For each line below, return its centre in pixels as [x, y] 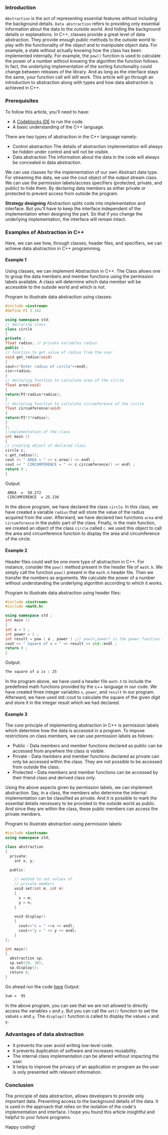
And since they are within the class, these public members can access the [82, 809]
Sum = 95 [15, 996]
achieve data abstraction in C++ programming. [53, 248]
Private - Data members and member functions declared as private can [86, 756]
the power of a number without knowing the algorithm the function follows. [82, 61]
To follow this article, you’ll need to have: [47, 111]
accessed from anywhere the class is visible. [58, 751]
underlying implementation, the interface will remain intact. [66, 219]
